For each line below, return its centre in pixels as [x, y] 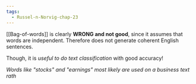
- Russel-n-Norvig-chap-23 [45, 17]
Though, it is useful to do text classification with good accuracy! [85, 58]
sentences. [20, 46]
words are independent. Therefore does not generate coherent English [93, 40]
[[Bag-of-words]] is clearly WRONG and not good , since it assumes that [94, 34]
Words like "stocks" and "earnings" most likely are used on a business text [98, 69]
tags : [13, 12]
